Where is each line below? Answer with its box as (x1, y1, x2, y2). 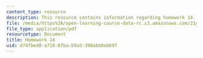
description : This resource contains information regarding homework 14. (6, 14, 196, 21)
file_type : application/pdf (6, 25, 77, 32)
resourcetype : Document (6, 31, 66, 37)
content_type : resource (6, 8, 66, 15)
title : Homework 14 (6, 37, 56, 43)
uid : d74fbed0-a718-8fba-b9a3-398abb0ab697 (6, 43, 118, 49)
